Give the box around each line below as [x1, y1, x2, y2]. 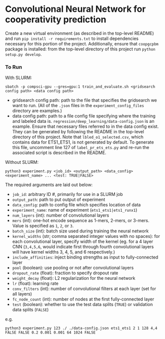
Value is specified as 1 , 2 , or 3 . [12, 223, 74, 229]
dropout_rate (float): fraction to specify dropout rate [12, 270, 119, 276]
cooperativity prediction [5, 14, 107, 25]
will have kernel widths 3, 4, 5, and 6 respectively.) [12, 249, 115, 255]
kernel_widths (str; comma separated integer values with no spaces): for [12, 233, 160, 239]
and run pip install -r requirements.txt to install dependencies [5, 36, 139, 41]
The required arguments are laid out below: [5, 182, 93, 188]
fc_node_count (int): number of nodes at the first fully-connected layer [12, 296, 154, 302]
